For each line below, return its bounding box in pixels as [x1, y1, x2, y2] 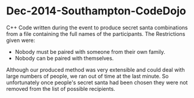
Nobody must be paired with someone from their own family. [14, 48, 166, 55]
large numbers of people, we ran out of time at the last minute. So [6, 72, 169, 79]
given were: [6, 36, 35, 44]
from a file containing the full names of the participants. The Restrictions [6, 30, 186, 37]
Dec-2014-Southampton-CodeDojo [6, 4, 186, 18]
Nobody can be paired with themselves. [14, 54, 114, 62]
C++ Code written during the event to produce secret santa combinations [6, 24, 188, 31]
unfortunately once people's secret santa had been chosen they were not [6, 79, 188, 86]
